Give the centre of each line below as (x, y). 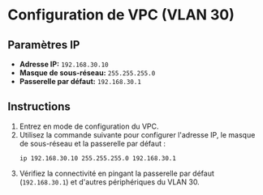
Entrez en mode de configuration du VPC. (89, 126)
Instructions (39, 107)
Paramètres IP (44, 45)
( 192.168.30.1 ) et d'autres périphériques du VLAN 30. (109, 182)
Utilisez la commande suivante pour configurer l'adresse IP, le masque (137, 134)
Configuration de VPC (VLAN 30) (121, 15)
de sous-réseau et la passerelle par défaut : (92, 143)
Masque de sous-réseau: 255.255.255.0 (87, 73)
